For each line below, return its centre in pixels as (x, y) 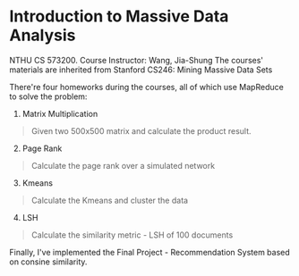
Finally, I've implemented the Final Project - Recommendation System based (150, 252)
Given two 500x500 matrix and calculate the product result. (141, 130)
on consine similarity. (48, 262)
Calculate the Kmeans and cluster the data (110, 200)
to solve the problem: (48, 96)
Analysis (43, 35)
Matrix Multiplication (60, 113)
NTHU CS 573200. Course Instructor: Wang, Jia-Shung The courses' (137, 60)
